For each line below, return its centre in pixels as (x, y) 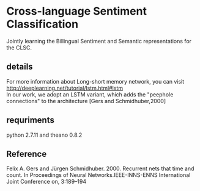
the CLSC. (19, 48)
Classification (42, 24)
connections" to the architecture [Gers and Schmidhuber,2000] (86, 101)
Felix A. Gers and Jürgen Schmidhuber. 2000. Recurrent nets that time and (100, 168)
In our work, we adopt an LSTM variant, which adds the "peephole (90, 94)
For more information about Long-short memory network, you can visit (95, 81)
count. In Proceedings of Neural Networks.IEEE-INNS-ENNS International (98, 175)
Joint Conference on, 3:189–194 (46, 182)
